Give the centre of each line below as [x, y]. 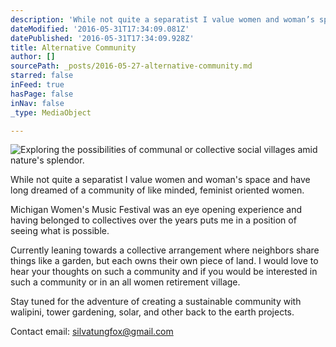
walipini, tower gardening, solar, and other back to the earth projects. [152, 312]
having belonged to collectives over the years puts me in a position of [153, 220]
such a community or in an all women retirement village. [125, 282]
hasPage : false [42, 94]
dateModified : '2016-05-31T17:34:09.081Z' [100, 29]
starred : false [42, 76]
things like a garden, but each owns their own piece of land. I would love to [164, 261]
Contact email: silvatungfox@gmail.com [92, 332]
